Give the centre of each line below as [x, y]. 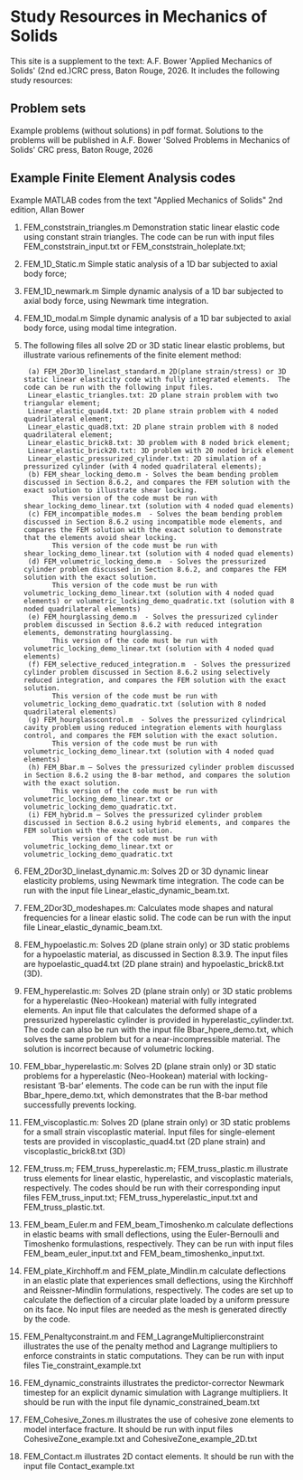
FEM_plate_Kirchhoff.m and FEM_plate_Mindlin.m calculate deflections [155, 1271]
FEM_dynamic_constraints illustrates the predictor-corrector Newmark [154, 1382]
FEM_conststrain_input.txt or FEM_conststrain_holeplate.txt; [134, 246]
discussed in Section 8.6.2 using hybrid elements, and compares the [157, 822]
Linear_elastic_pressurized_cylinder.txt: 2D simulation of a [147, 459]
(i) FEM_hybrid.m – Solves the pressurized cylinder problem [145, 815]
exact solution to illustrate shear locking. [110, 490]
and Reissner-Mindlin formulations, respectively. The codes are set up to [158, 1290]
